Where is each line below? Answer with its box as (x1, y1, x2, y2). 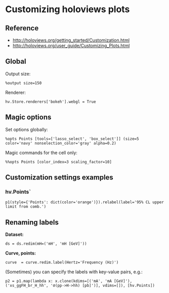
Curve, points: (5, 250, 36, 257)
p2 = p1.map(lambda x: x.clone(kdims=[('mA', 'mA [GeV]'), (5, 279, 133, 284)
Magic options (5, 113, 52, 122)
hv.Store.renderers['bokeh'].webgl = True (5, 99, 96, 104)
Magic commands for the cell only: (5, 150, 77, 156)
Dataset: (5, 232, 24, 238)
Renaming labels (5, 218, 59, 227)
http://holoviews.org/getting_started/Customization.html (12, 37, 130, 43)
